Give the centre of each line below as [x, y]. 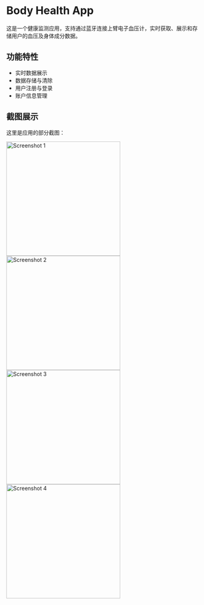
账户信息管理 [31, 96]
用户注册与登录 [34, 88]
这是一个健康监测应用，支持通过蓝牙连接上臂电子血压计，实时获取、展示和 [99, 28]
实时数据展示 [31, 73]
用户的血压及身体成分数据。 [46, 36]
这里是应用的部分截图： [36, 132]
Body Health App [50, 11]
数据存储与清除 [34, 80]
